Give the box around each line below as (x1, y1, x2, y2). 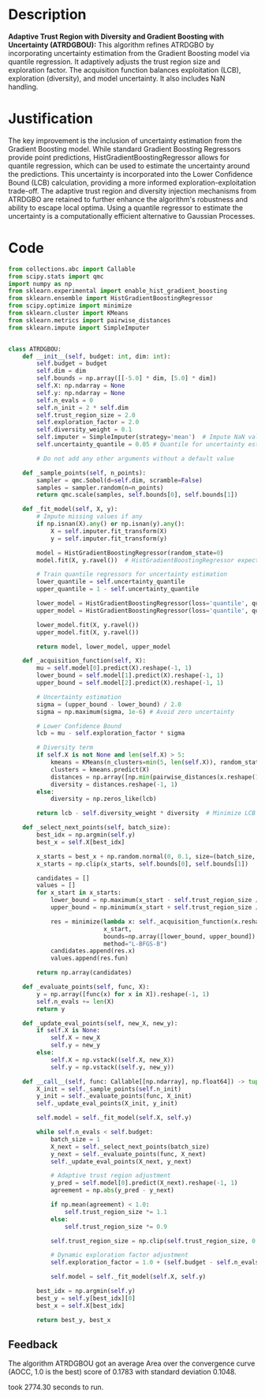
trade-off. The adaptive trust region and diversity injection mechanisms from (8, 186, 256, 195)
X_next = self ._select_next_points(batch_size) (50, 1143, 211, 1151)
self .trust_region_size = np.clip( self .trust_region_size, (50, 1237, 248, 1245)
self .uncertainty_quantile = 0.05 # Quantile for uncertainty (36, 441, 245, 449)
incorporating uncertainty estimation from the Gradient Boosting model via (8, 48, 250, 58)
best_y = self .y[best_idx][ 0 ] (36, 1294, 136, 1302)
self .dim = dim (36, 367, 87, 375)
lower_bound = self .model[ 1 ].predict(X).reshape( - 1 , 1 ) (36, 671, 224, 680)
